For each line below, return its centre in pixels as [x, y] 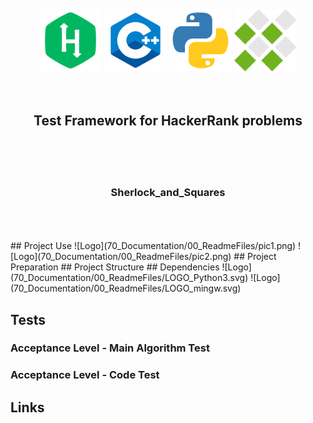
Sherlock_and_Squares [168, 192]
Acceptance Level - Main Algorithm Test [110, 348]
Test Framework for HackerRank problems [168, 121]
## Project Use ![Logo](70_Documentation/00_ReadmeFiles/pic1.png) [153, 246]
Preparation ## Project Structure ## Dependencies [115, 267]
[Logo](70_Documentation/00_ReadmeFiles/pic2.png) [121, 257]
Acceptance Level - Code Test [85, 375]
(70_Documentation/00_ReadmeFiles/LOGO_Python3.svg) [129, 278]
